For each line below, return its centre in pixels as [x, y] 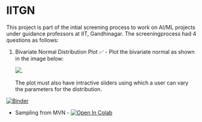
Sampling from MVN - [42, 112]
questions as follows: [33, 40]
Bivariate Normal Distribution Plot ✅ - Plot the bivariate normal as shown [105, 51]
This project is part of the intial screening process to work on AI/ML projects [101, 27]
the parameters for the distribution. [58, 89]
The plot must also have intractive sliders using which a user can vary [102, 83]
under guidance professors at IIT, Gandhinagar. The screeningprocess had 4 [101, 33]
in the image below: [39, 59]
